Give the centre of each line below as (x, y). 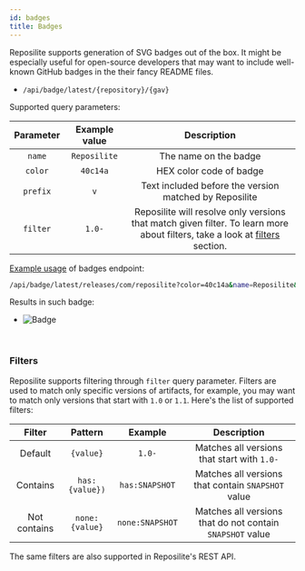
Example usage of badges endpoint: (77, 268)
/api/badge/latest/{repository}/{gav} (96, 90)
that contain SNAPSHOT (239, 485)
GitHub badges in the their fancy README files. (125, 71)
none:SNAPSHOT (148, 522)
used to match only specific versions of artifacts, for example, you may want (152, 390)
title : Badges (36, 26)
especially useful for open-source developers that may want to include (142, 62)
